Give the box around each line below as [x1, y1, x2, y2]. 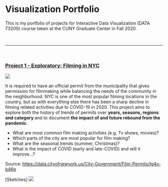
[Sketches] [5, 176, 27, 182]
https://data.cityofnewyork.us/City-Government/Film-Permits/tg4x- [22, 161, 161, 167]
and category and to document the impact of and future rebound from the [5, 115, 160, 121]
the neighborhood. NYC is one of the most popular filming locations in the [5, 94, 157, 100]
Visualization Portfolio [5, 4, 99, 15]
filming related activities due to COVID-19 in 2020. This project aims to [5, 104, 150, 110]
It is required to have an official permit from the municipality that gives [5, 83, 150, 89]
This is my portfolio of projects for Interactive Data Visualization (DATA [5, 20, 150, 26]
